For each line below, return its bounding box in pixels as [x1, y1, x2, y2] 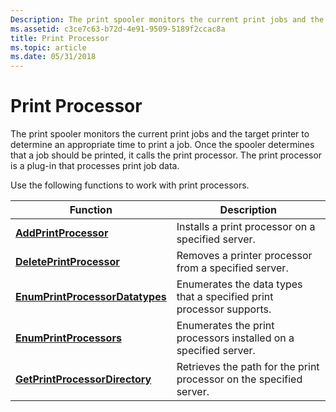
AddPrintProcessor [15, 226, 109, 240]
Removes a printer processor [176, 249, 313, 263]
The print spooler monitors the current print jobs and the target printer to [10, 128, 310, 140]
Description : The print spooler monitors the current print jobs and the [10, 14, 325, 25]
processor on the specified [176, 372, 303, 386]
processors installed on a [176, 331, 295, 345]
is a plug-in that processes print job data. [10, 160, 180, 172]
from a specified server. [176, 261, 289, 275]
